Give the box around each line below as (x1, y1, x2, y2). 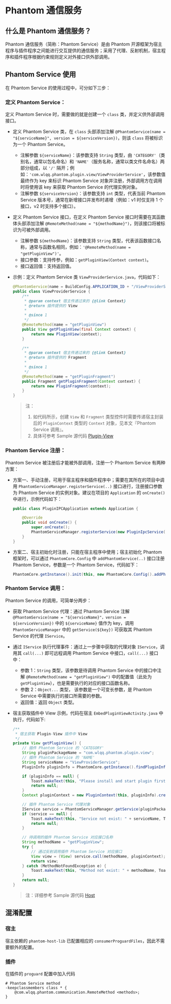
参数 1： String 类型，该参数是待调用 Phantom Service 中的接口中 (20, 667, 157, 673)
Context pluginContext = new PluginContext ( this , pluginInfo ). (22, 793, 159, 798)
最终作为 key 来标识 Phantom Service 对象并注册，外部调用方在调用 (20, 178, 162, 184)
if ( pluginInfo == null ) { (22, 774, 79, 779)
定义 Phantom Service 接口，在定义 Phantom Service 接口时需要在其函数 (12, 214, 165, 220)
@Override (22, 515, 43, 521)
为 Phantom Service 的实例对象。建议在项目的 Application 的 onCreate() (12, 489, 165, 496)
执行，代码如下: (12, 716, 46, 722)
